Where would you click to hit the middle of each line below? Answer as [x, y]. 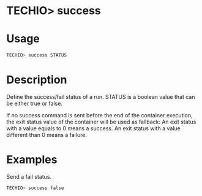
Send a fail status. [29, 176]
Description [37, 80]
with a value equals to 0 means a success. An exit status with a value [93, 128]
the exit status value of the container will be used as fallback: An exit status [101, 122]
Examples [32, 160]
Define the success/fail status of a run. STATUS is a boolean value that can [101, 96]
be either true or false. [35, 103]
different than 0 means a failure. [47, 135]
